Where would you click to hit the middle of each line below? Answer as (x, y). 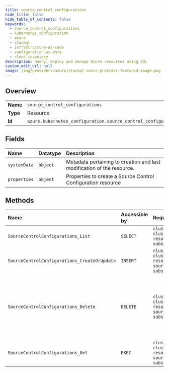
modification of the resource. (100, 168)
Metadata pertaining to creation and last (113, 162)
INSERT (129, 261)
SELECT (129, 236)
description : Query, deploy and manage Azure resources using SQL (76, 61)
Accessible (134, 215)
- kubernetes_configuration (39, 33)
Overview (21, 91)
